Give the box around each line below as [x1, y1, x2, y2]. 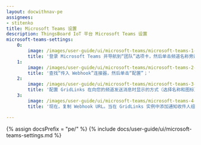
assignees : [6, 14, 33, 20]
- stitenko [6, 20, 33, 26]
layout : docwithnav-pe [6, 8, 63, 15]
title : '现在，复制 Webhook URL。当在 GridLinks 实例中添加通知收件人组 [28, 103, 196, 110]
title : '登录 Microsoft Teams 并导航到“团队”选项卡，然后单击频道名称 [28, 53, 190, 59]
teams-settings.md [6, 131, 53, 138]
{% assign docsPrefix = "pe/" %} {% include [6, 125, 116, 132]
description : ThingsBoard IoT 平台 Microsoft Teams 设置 [6, 31, 148, 37]
